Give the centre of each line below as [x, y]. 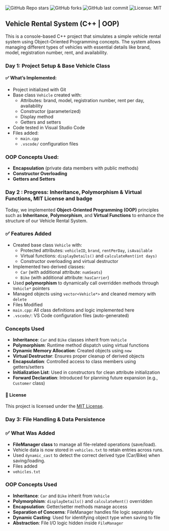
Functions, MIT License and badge [49, 199]
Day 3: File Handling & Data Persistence [55, 420]
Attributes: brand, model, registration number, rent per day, [82, 100]
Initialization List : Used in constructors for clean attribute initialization [86, 372]
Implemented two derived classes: [49, 267]
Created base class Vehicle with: [47, 245]
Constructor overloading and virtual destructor [69, 261]
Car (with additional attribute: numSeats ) [61, 272]
